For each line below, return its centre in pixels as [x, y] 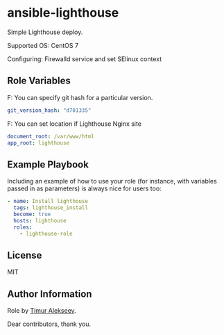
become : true [32, 214]
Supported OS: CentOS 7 [43, 45]
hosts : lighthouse [40, 220]
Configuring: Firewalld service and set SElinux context [85, 59]
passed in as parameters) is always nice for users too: [84, 188]
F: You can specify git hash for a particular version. [80, 97]
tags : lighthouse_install [51, 208]
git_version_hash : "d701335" [49, 110]
